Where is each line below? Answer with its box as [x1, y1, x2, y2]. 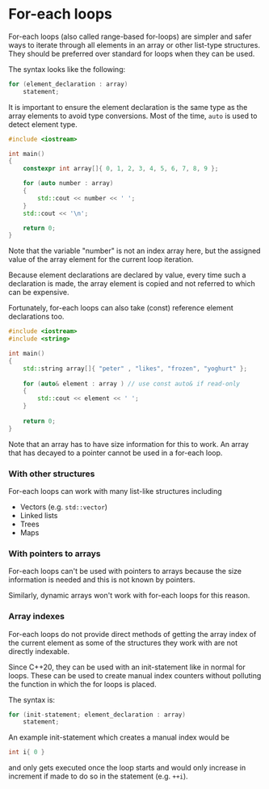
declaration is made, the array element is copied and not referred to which [8, 279, 256, 289]
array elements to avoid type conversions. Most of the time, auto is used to [8, 111, 258, 120]
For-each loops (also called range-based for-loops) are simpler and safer [8, 32, 252, 41]
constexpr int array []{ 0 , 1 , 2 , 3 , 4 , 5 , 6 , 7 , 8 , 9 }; [23, 165, 219, 173]
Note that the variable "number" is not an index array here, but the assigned [8, 246, 261, 255]
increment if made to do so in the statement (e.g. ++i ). [8, 771, 188, 781]
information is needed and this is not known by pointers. [8, 575, 195, 584]
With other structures [8, 468, 95, 479]
